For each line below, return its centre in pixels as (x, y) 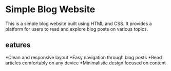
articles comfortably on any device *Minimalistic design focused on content (85, 63)
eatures (18, 45)
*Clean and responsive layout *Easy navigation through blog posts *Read (84, 57)
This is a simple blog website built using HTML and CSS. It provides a (79, 23)
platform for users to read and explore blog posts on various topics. (77, 29)
